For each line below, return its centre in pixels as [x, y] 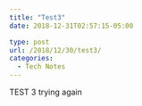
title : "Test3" [38, 17]
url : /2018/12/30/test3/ [55, 50]
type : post [29, 42]
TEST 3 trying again [46, 92]
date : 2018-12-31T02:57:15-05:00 [71, 26]
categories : [31, 59]
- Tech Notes [42, 67]
